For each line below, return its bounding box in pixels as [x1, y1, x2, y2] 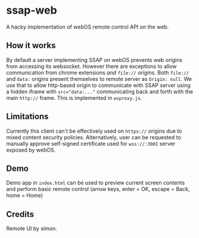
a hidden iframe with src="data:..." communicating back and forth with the [6, 87, 194, 95]
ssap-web [6, 4, 58, 17]
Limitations [6, 111, 49, 122]
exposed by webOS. [6, 146, 56, 154]
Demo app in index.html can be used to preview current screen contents [6, 179, 185, 186]
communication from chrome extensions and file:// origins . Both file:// [6, 69, 189, 76]
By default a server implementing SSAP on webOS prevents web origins [6, 56, 183, 63]
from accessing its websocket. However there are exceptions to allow [6, 62, 177, 70]
